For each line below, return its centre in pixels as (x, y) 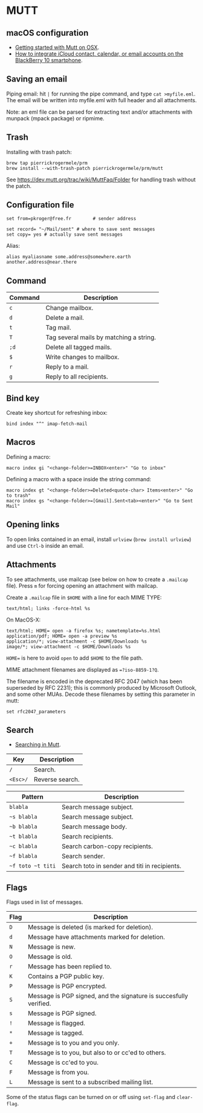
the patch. (19, 186)
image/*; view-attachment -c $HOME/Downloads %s (69, 647)
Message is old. (50, 957)
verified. (40, 1004)
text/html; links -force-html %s (48, 608)
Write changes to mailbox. (82, 357)
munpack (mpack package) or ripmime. (55, 118)
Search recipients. (87, 837)
